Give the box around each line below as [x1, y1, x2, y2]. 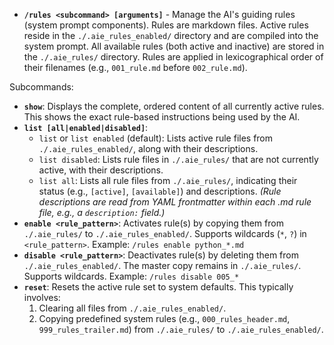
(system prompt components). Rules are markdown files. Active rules [23, 19, 309, 31]
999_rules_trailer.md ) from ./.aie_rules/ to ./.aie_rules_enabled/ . [38, 324, 324, 335]
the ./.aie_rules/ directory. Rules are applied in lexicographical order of [23, 51, 324, 63]
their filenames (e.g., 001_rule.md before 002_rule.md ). [23, 62, 248, 73]
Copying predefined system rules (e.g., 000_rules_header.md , [38, 313, 291, 324]
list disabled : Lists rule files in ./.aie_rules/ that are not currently [38, 154, 319, 165]
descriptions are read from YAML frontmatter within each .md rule [38, 196, 312, 208]
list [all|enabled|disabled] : [23, 122, 149, 133]
